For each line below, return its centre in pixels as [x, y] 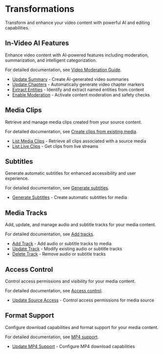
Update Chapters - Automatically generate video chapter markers [78, 84]
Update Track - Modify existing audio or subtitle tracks [67, 249]
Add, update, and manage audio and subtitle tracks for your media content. [81, 225]
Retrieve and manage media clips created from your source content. [74, 122]
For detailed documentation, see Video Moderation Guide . [63, 70]
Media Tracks [26, 213]
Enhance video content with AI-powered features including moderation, [77, 55]
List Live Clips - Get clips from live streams [55, 146]
